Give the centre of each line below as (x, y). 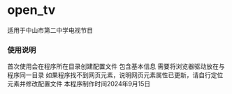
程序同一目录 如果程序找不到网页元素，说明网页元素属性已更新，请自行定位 (115, 75)
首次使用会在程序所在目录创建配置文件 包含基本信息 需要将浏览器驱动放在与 (116, 66)
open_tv (31, 10)
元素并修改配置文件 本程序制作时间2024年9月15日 (79, 84)
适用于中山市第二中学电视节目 (50, 30)
